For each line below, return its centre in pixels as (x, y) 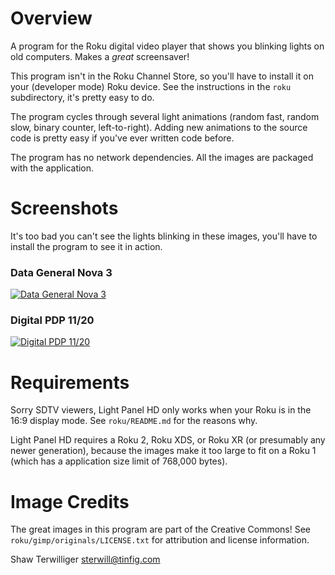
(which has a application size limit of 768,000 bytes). (119, 461)
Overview (51, 18)
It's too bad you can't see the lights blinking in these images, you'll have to (164, 236)
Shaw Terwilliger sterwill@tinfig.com (85, 559)
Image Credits (70, 501)
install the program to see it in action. (86, 246)
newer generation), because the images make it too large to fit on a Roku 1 (163, 451)
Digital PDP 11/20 (52, 320)
